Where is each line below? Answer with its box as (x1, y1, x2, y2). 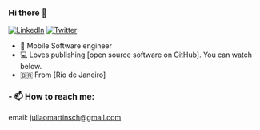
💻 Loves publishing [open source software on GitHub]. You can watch (19, 50, 252, 59)
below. (19, 62, 42, 71)
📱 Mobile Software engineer (19, 41, 113, 51)
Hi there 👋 (8, 7, 48, 18)
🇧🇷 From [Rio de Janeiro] (19, 70, 106, 79)
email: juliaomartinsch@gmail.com (8, 112, 122, 122)
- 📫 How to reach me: (8, 91, 95, 103)
